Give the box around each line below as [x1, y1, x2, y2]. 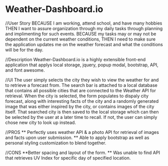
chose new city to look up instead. [5, 119, 76, 125]
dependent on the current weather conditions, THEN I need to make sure [5, 36, 156, 42]
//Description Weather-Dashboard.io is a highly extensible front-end [5, 56, 146, 62]
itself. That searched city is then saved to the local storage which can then [5, 109, 159, 115]
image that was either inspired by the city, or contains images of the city [5, 103, 154, 109]
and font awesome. [5, 67, 45, 73]
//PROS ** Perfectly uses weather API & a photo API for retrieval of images [5, 129, 159, 135]
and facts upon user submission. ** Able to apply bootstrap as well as [5, 134, 149, 140]
